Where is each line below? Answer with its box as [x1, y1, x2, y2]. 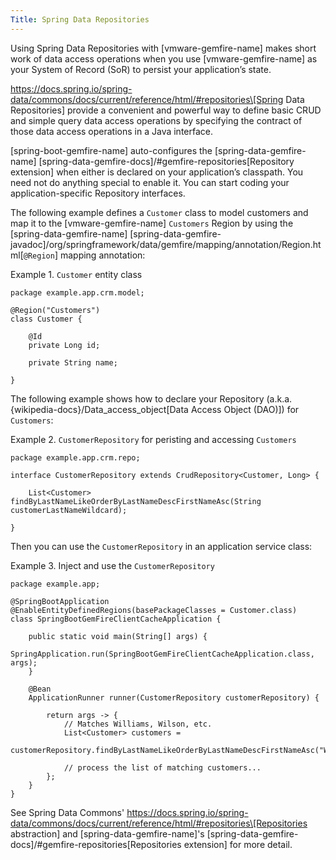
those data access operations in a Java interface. [10, 125, 214, 137]
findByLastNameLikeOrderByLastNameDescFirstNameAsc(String [10, 496, 262, 506]
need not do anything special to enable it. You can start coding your [10, 176, 290, 188]
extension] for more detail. [183, 838, 293, 850]
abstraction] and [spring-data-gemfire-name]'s [10, 827, 205, 840]
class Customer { [10, 314, 83, 324]
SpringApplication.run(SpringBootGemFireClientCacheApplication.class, [10, 649, 315, 659]
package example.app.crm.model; [10, 287, 145, 298]
